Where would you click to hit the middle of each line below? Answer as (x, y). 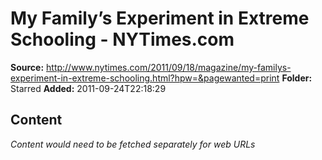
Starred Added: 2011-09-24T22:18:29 (88, 88)
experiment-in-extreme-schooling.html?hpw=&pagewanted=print (145, 78)
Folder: (297, 78)
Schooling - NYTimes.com (122, 39)
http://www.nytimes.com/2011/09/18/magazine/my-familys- (169, 67)
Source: (27, 67)
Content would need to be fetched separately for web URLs (133, 144)
